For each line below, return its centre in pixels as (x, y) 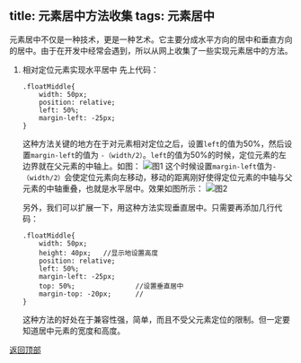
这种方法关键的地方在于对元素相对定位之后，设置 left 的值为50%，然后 (153, 143)
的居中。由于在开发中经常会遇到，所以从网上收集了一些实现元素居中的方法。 (151, 50)
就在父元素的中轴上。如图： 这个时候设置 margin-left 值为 (155, 166)
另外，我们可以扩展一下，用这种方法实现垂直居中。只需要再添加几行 (148, 207)
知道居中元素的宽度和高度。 (74, 331)
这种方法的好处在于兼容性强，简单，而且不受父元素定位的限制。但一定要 (156, 319)
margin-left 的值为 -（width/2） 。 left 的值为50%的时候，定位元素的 (155, 154)
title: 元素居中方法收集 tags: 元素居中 (112, 16)
